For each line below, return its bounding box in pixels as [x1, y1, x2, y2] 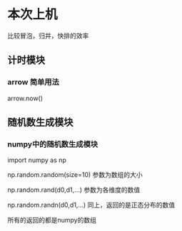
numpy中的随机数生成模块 [7, 139, 98, 149]
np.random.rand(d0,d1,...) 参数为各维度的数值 [7, 186, 141, 194]
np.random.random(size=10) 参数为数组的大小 [7, 171, 143, 179]
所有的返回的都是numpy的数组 [7, 216, 96, 225]
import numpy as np [7, 156, 66, 164]
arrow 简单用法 [7, 77, 59, 87]
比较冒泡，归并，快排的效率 [7, 31, 89, 40]
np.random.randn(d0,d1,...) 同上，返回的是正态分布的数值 [7, 200, 176, 210]
